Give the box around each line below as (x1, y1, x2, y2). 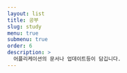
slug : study (7, 23, 42, 30)
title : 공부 (7, 17, 40, 24)
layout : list (7, 10, 45, 17)
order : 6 (7, 42, 33, 49)
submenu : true (7, 36, 49, 43)
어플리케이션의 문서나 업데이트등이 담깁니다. (13, 56, 121, 63)
